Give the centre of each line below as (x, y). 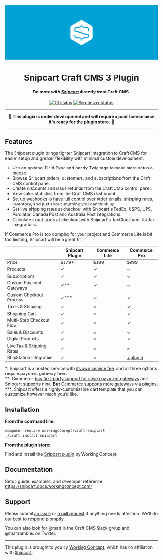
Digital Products (23, 339)
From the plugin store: (28, 445)
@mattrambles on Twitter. (31, 533)
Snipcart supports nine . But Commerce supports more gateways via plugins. (81, 384)
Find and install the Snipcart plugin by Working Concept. (61, 454)
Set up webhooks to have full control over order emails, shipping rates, (83, 199)
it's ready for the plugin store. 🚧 (81, 122)
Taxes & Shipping (24, 307)
